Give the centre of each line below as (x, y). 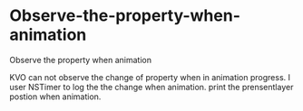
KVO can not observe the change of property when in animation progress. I (150, 77)
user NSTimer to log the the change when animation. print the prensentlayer (151, 87)
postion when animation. (55, 97)
